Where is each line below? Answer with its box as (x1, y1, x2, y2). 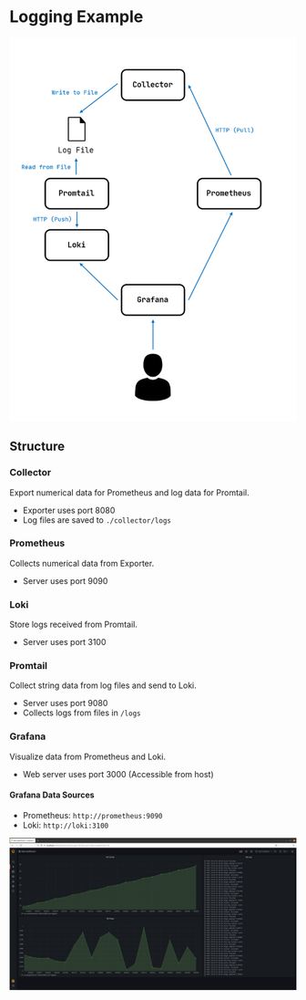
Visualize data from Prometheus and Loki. (9, 751, 167, 762)
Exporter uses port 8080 (22, 505, 116, 516)
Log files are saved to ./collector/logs (22, 514, 171, 526)
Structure (9, 439, 66, 454)
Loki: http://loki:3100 (22, 819, 109, 830)
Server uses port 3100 (22, 637, 107, 648)
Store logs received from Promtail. (9, 619, 138, 630)
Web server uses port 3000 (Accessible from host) (22, 768, 214, 779)
